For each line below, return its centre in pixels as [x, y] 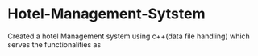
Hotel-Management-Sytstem [106, 14]
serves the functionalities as [54, 44]
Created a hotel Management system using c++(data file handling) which [129, 36]
